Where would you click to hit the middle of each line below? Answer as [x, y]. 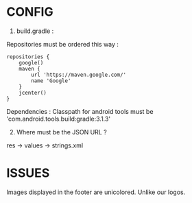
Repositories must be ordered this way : [63, 44]
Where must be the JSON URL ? [61, 132]
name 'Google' [51, 81]
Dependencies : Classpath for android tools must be [80, 111]
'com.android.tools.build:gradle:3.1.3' [59, 119]
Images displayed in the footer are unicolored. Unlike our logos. [96, 192]
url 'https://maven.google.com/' [79, 75]
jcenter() [33, 93]
